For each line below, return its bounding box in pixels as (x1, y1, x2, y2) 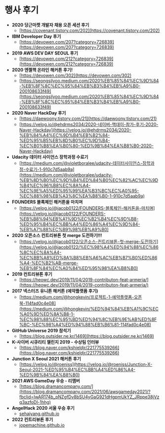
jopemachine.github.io (19, 422, 65, 428)
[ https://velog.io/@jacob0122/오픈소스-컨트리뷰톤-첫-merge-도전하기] (19, 239, 159, 245)
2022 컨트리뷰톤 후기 (11, 416, 53, 422)
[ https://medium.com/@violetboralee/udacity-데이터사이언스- (19, 160, 143, 166)
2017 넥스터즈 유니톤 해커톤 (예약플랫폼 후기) (11, 288, 98, 294)
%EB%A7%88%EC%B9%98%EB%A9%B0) (19, 226, 109, 232)
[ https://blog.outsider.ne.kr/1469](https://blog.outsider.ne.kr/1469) (19, 333, 154, 339)
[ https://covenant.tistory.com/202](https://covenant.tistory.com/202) (19, 27, 160, 33)
